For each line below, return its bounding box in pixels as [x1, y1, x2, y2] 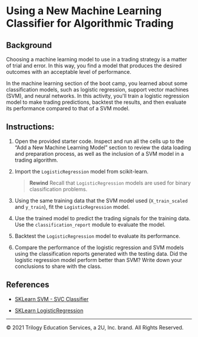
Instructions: [6, 122, 55, 132]
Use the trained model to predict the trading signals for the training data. [14, 214, 190, 222]
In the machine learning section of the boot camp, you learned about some [6, 80, 187, 87]
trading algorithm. [14, 156, 58, 163]
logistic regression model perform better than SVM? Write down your [14, 256, 183, 263]
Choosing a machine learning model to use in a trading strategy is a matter [6, 56, 187, 63]
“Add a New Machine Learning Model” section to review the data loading [14, 143, 192, 151]
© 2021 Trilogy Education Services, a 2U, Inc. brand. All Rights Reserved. [6, 323, 184, 331]
